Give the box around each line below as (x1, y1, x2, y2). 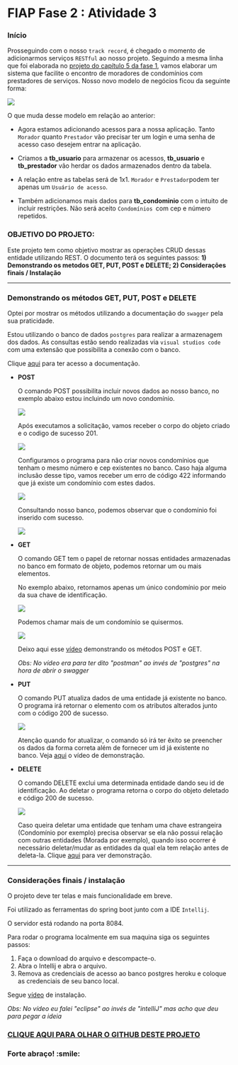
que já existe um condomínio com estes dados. (17, 478, 156, 488)
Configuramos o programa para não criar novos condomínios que (17, 456, 209, 465)
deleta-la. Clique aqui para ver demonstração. (17, 851, 152, 860)
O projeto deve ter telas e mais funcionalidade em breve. (7, 892, 173, 900)
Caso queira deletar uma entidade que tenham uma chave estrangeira (17, 821, 222, 830)
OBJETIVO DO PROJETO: (7, 230, 95, 240)
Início (7, 31, 27, 41)
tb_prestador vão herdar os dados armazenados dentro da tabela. (17, 161, 212, 170)
